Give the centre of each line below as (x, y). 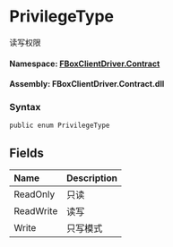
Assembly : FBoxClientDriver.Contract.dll (87, 84)
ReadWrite (36, 211)
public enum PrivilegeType (60, 126)
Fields (27, 153)
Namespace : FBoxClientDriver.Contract (85, 64)
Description (92, 178)
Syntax (25, 107)
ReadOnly (35, 194)
